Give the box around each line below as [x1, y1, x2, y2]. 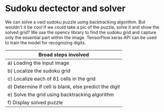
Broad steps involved [38, 51, 89, 58]
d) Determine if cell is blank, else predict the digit [7, 83, 120, 90]
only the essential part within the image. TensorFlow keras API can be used [5, 35, 157, 40]
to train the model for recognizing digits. [5, 39, 86, 45]
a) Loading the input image [7, 59, 70, 66]
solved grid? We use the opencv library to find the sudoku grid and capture [5, 29, 157, 35]
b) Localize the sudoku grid [7, 67, 71, 74]
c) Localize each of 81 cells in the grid [7, 75, 96, 82]
